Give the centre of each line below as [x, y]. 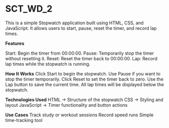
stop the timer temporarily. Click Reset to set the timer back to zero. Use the [84, 79]
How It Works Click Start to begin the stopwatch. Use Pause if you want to [83, 73]
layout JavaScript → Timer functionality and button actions [67, 105]
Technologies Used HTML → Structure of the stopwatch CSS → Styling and [84, 100]
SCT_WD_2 [29, 9]
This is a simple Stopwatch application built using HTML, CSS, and [75, 23]
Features [15, 43]
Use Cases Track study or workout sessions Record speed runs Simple [79, 115]
